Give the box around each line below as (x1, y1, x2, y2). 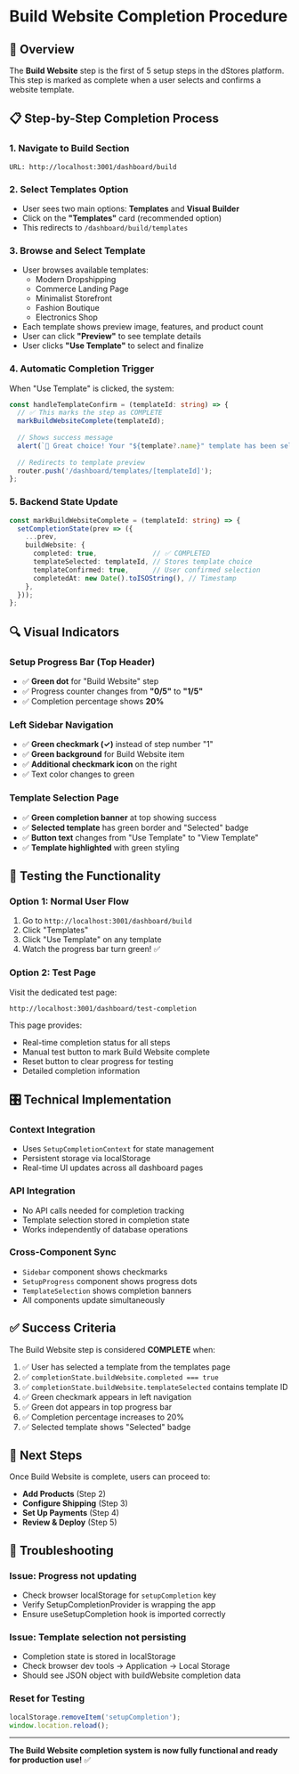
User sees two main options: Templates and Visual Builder (21, 203, 240, 214)
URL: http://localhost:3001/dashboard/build (9, 162, 177, 171)
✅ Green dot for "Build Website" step (21, 675, 159, 687)
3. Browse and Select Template (9, 244, 146, 256)
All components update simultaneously (21, 1294, 166, 1306)
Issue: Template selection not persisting (9, 1632, 187, 1644)
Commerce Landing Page (35, 283, 129, 295)
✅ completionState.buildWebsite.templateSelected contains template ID (21, 1381, 288, 1392)
